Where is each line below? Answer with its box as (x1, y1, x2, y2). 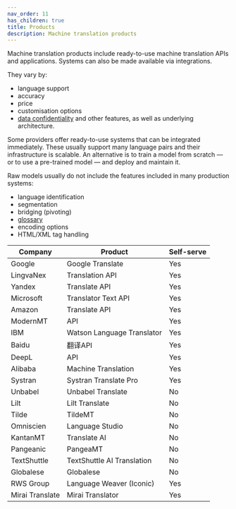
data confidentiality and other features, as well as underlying (17, 114, 194, 123)
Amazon (11, 305, 39, 315)
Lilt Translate (66, 398, 110, 408)
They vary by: (7, 71, 48, 79)
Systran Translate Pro (66, 376, 139, 385)
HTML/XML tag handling (17, 230, 89, 239)
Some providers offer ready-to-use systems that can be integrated (7, 136, 201, 144)
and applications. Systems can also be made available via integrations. (7, 57, 213, 66)
